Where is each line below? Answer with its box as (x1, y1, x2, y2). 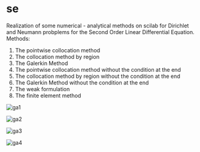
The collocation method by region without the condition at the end (15, 72, 181, 80)
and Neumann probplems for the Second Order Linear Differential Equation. (6, 28, 195, 35)
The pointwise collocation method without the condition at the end (15, 66, 181, 73)
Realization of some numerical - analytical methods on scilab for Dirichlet (6, 22, 189, 29)
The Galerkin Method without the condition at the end (15, 78, 149, 86)
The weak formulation (15, 85, 70, 92)
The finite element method (15, 92, 82, 99)
